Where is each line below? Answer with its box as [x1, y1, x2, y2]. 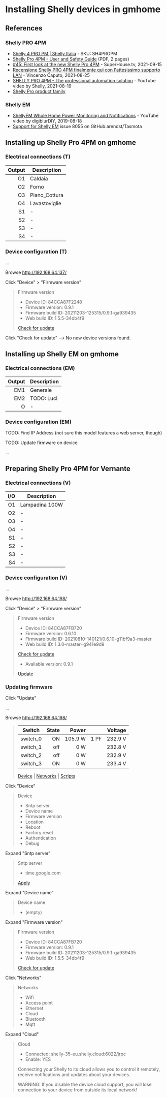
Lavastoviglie [30, 200, 62, 207]
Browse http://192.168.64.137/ [5, 269, 67, 275]
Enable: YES [25, 1056, 51, 1062]
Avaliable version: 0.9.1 [25, 661, 73, 667]
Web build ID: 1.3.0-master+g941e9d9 [25, 641, 105, 647]
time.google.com [25, 870, 61, 876]
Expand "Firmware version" [5, 919, 63, 925]
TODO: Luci [30, 395, 58, 402]
